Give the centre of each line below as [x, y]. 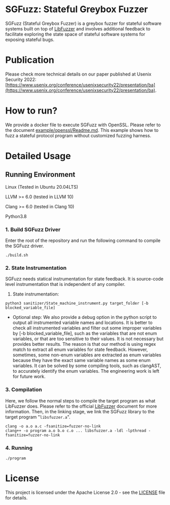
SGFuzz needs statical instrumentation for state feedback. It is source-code [84, 279]
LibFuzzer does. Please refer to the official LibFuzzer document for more [81, 406]
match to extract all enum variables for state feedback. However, [80, 350]
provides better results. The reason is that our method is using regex [84, 344]
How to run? [31, 111]
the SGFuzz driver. [25, 246]
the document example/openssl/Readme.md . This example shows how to [82, 130]
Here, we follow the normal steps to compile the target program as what [80, 401]
